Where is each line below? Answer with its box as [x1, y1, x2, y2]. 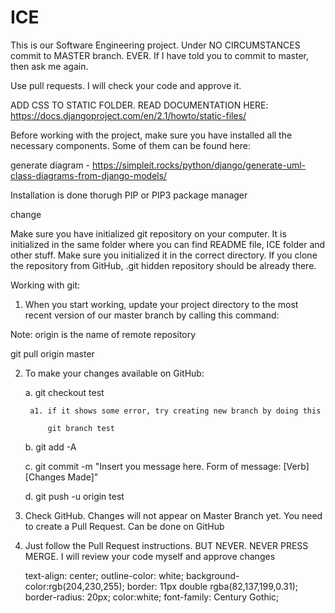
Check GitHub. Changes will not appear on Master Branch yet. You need [24, 509, 323, 521]
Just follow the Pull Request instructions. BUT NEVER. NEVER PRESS [24, 539, 309, 551]
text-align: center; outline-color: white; [24, 569, 184, 581]
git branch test [47, 423, 115, 433]
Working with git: [10, 279, 81, 291]
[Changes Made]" [24, 471, 99, 483]
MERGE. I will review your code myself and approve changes [24, 550, 276, 562]
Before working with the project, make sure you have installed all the [10, 129, 293, 141]
